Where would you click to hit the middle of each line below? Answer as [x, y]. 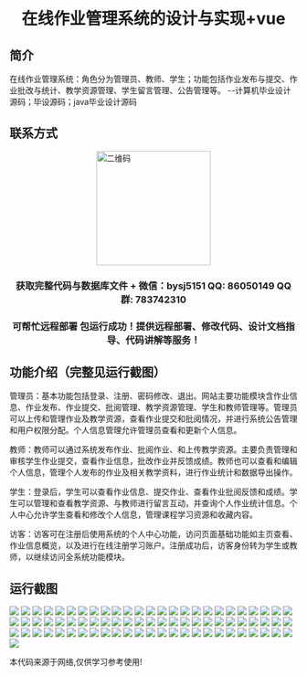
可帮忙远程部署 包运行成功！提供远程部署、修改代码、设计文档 [149, 326]
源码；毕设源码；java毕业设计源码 [73, 102]
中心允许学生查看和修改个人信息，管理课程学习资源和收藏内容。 [137, 515]
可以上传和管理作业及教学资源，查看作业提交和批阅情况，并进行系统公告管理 [153, 419]
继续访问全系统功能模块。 [81, 557]
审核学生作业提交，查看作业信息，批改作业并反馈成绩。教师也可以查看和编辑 [153, 461]
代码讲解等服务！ [163, 340]
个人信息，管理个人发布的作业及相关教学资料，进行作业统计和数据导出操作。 [153, 472]
